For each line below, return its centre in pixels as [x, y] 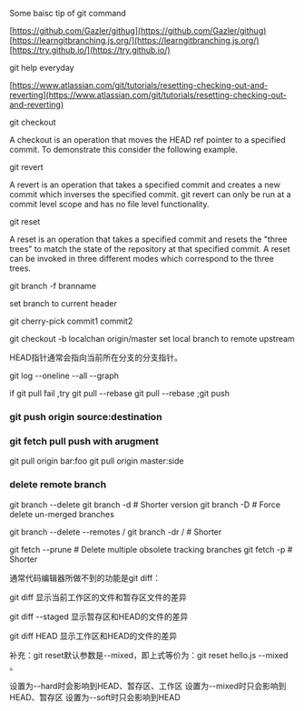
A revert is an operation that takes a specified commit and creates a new [145, 185]
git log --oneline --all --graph [64, 376]
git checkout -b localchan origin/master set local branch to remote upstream [152, 339]
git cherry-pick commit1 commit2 [71, 321]
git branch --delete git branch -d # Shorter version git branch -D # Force [145, 505]
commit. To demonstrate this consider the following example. [123, 150]
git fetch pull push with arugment [84, 441]
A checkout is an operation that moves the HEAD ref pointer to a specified [147, 140]
